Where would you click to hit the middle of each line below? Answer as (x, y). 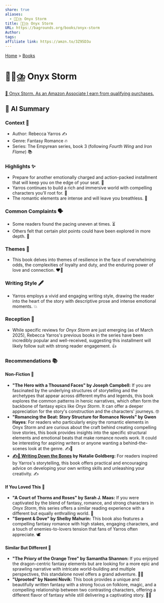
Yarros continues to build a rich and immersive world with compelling (82, 188)
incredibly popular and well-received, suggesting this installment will (82, 340)
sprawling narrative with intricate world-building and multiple (74, 569)
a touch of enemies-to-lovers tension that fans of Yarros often (75, 529)
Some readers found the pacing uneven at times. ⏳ (64, 224)
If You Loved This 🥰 (25, 487)
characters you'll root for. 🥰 (40, 193)
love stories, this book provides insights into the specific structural (79, 432)
